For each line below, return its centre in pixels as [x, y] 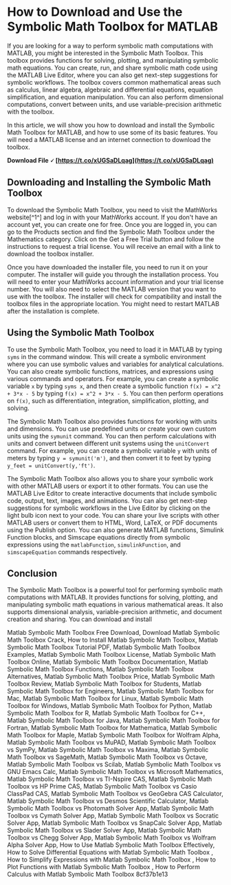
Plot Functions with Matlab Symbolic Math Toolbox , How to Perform [104, 867]
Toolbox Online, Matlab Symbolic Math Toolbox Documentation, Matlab [108, 662]
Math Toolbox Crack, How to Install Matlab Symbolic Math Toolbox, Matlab [113, 640]
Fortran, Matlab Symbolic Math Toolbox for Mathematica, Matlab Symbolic [112, 728]
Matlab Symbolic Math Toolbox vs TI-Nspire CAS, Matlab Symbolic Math [110, 779]
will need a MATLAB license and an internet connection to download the [109, 139]
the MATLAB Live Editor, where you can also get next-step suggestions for [113, 75]
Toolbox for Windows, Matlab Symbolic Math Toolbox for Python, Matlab [110, 706]
